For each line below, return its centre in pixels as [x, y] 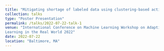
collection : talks [24, 14]
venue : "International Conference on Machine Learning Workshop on [75, 28]
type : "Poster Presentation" [35, 18]
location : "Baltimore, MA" [32, 41]
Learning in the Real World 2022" [40, 32]
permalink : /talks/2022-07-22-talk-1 [43, 23]
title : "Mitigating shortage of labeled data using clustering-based [77, 9]
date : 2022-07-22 [23, 37]
